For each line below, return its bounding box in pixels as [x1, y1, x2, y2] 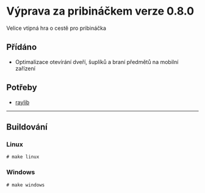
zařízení [15, 65, 35, 72]
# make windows [6, 181, 45, 188]
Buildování [6, 122, 48, 132]
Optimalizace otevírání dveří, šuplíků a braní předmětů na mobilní [15, 58, 179, 65]
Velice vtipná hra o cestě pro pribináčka [6, 24, 107, 32]
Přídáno [6, 42, 37, 52]
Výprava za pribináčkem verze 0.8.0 [6, 4, 194, 18]
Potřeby [6, 82, 38, 93]
